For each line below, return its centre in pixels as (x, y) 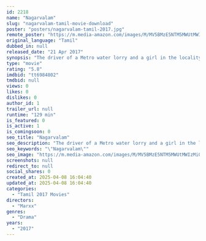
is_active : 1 (23, 126)
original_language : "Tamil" (42, 40)
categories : (21, 189)
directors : (20, 200)
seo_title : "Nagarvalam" (38, 138)
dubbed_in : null (27, 47)
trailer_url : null (30, 109)
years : (15, 223)
